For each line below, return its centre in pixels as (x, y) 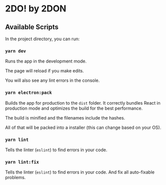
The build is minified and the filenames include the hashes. (65, 118)
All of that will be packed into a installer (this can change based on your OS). (83, 127)
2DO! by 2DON (36, 9)
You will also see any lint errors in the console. (53, 80)
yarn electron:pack (28, 93)
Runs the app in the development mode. (46, 61)
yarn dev (16, 51)
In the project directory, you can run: (42, 39)
